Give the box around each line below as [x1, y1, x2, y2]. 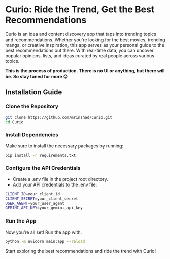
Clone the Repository [5, 103, 59, 110]
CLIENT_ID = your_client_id [5, 191, 60, 196]
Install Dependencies [5, 131, 59, 138]
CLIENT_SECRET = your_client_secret [5, 196, 79, 201]
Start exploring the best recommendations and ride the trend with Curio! [5, 248, 156, 254]
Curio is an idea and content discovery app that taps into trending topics [5, 31, 156, 37]
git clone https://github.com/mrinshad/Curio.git [5, 115, 113, 120]
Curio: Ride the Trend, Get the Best [5, 4, 155, 15]
